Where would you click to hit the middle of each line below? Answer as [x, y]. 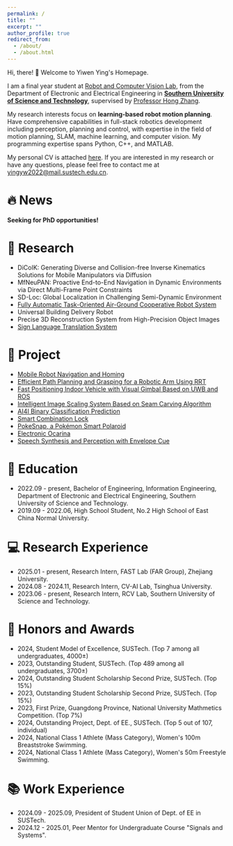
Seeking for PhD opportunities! [53, 220]
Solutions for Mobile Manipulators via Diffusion [84, 275]
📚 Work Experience [66, 789]
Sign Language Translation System [67, 326]
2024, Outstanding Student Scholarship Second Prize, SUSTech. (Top [117, 678]
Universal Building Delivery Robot [65, 312]
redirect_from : [29, 40]
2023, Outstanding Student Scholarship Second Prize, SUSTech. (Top [117, 693]
